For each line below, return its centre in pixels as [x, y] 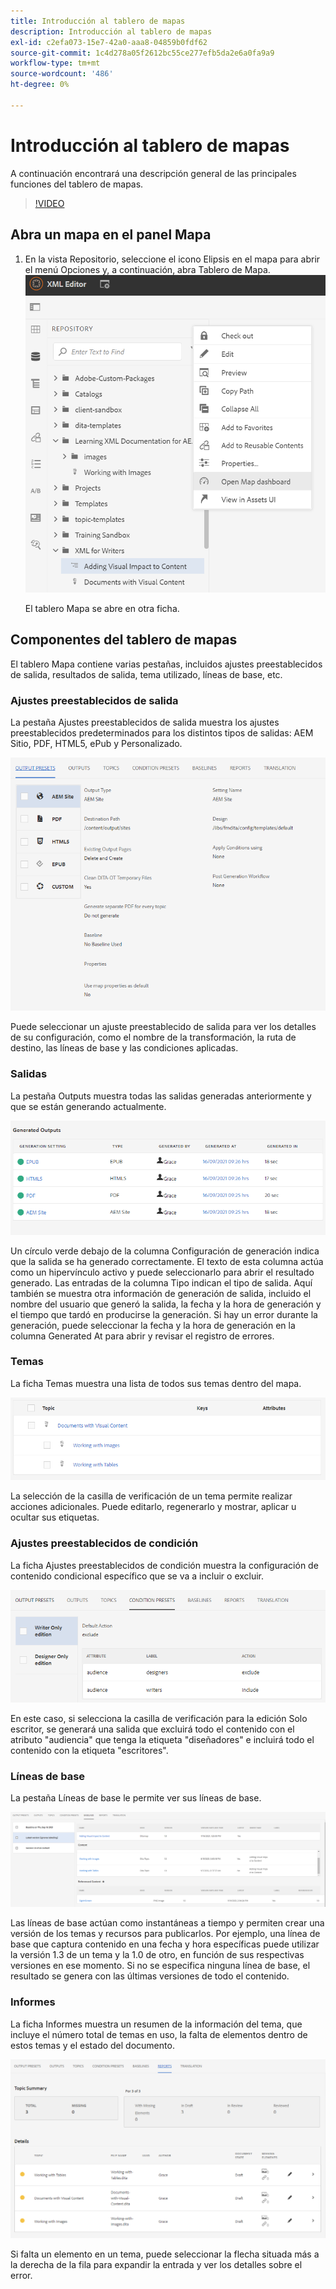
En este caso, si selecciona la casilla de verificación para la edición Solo [159, 1719]
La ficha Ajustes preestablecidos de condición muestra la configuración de [164, 1565]
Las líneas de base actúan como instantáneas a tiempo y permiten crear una [167, 1923]
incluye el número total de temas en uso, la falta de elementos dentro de [159, 2034]
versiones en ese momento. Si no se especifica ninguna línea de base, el [160, 1966]
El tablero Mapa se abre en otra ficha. [102, 608]
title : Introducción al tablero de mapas [98, 21]
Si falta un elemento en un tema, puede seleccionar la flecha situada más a [165, 2254]
